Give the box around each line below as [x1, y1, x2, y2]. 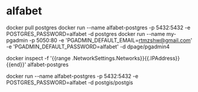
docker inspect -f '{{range [6, 54, 71, 62]
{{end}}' [6, 61, 26, 68]
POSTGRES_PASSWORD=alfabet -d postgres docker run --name [6, 30, 166, 37]
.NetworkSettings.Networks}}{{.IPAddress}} [71, 54, 181, 62]
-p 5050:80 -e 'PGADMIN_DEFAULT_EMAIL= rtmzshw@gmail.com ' [29, 36, 193, 44]
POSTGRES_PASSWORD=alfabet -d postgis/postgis [6, 79, 133, 86]
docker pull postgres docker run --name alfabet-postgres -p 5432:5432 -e [6, 24, 191, 31]
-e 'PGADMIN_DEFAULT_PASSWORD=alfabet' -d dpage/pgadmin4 [6, 43, 170, 50]
